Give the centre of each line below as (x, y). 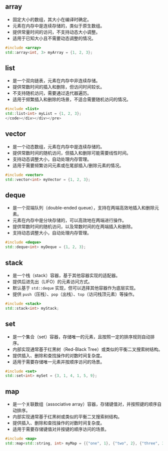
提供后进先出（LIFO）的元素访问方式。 (52, 282)
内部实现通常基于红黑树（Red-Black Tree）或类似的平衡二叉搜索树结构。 (87, 349)
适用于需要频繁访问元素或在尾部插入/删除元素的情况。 (68, 165)
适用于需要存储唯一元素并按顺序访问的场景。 (58, 362)
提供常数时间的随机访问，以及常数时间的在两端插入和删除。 (74, 227)
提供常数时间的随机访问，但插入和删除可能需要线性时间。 (71, 153)
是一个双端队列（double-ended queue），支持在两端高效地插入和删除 (83, 208)
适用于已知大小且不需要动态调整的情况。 (54, 38)
